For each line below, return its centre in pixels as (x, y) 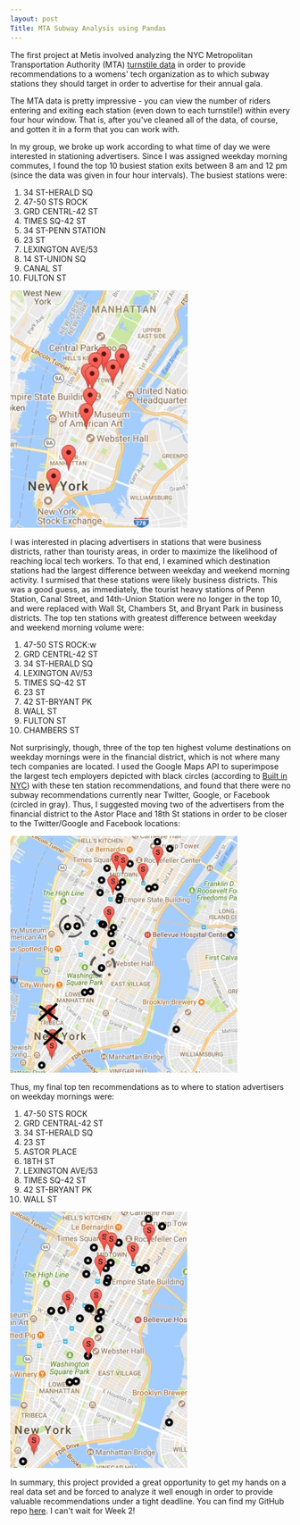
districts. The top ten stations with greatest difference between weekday (144, 617)
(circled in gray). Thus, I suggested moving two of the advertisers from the (147, 804)
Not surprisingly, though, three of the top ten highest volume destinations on (150, 747)
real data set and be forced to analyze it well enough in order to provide (142, 1491)
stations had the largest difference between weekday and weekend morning (150, 570)
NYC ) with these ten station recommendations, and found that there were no (150, 785)
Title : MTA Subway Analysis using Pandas (88, 28)
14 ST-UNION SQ (54, 258)
